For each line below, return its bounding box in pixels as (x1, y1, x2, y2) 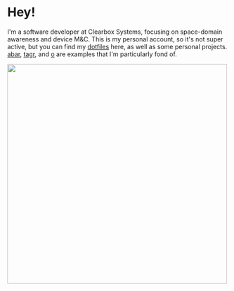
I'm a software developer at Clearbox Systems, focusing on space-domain (7, 27, 223, 36)
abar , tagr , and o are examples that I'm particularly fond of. (7, 50, 177, 58)
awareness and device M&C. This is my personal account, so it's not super (7, 34, 223, 43)
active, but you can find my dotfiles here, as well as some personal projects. (7, 42, 228, 51)
